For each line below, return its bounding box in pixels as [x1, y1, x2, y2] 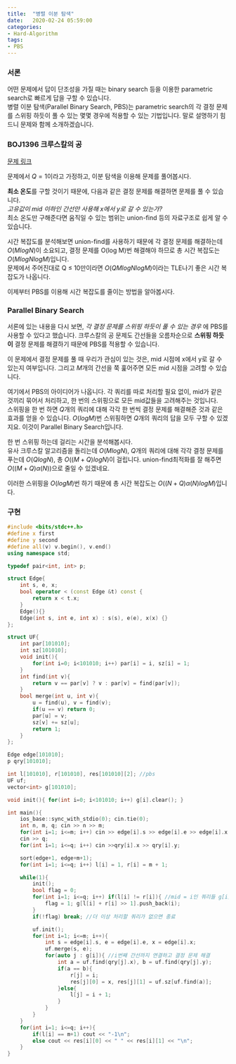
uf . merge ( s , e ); [44, 946, 93, 953]
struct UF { [7, 633, 39, 641]
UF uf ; [7, 777, 27, 784]
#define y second [7, 536, 58, 543]
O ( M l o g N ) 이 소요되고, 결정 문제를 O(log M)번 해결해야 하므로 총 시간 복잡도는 [7, 246, 220, 254]
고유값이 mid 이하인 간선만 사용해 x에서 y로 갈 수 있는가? [7, 204, 163, 213]
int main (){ [7, 809, 42, 816]
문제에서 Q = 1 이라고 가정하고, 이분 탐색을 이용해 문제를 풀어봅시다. [7, 172, 192, 180]
